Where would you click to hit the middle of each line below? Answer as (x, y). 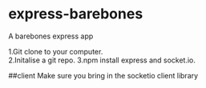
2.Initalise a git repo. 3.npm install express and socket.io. (102, 60)
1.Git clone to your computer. (56, 51)
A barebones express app (51, 36)
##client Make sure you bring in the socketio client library (103, 75)
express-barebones (76, 14)
